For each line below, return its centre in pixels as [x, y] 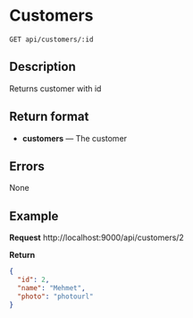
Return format [49, 117]
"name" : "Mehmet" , [52, 288]
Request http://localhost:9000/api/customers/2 [97, 237]
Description [42, 67]
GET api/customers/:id [51, 39]
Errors [27, 166]
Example [34, 216]
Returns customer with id [55, 88]
